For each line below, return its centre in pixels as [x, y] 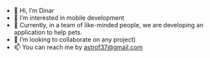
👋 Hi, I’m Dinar [34, 11]
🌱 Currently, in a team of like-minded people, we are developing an [108, 25]
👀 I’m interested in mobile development [69, 18]
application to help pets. [48, 32]
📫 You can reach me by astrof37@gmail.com [78, 47]
